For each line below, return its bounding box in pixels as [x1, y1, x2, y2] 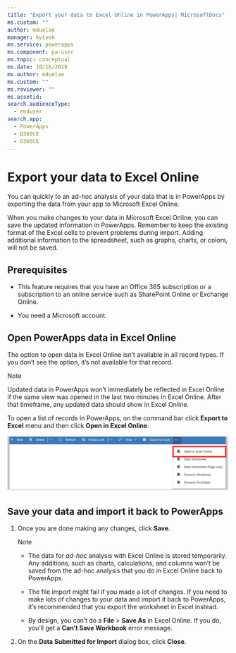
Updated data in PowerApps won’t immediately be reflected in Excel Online [7, 385, 225, 394]
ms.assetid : [7, 93, 42, 100]
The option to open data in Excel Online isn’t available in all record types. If [7, 350, 224, 359]
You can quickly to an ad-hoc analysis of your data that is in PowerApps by [7, 193, 225, 201]
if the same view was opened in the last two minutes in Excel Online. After [7, 393, 222, 401]
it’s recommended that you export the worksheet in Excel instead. [27, 603, 218, 611]
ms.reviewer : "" [7, 85, 55, 93]
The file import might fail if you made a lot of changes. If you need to [27, 587, 228, 596]
